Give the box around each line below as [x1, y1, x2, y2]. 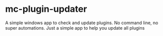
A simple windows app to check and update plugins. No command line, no [5, 20, 158, 26]
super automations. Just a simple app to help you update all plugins [5, 25, 145, 31]
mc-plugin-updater [5, 3, 87, 15]
